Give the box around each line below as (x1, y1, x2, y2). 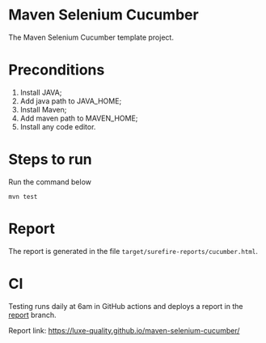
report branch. (8, 310, 57, 320)
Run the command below (8, 176, 91, 187)
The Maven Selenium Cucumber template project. (8, 32, 174, 42)
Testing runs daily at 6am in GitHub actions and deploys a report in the (8, 301, 243, 311)
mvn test (8, 193, 38, 201)
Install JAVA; (19, 87, 62, 97)
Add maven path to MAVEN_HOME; (19, 113, 138, 123)
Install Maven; (19, 104, 67, 114)
